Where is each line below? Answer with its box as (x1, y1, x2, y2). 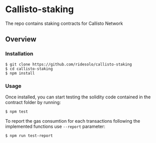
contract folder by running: (5, 99, 61, 105)
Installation (5, 50, 34, 57)
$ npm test (5, 109, 28, 114)
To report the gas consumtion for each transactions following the (5, 118, 140, 124)
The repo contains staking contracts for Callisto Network (5, 20, 123, 26)
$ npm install (5, 70, 35, 76)
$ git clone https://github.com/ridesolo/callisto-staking (5, 62, 132, 67)
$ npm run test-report (5, 133, 53, 138)
